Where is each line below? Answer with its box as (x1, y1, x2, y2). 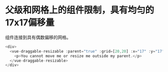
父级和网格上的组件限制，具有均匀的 (5, 4, 154, 16)
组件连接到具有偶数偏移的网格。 (5, 34, 71, 40)
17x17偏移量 (5, 17, 54, 28)
